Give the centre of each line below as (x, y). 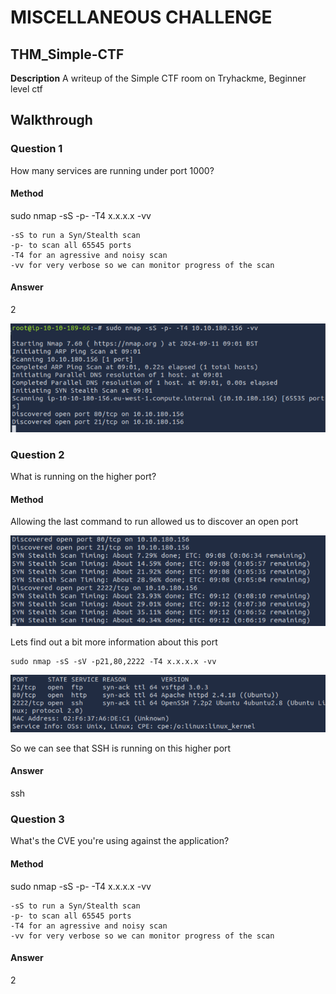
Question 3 (37, 819)
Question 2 (37, 454)
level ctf (26, 89)
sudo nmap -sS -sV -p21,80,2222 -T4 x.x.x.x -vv (113, 661)
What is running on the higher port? (83, 476)
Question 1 (36, 149)
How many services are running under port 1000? (112, 170)
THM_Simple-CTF (67, 54)
